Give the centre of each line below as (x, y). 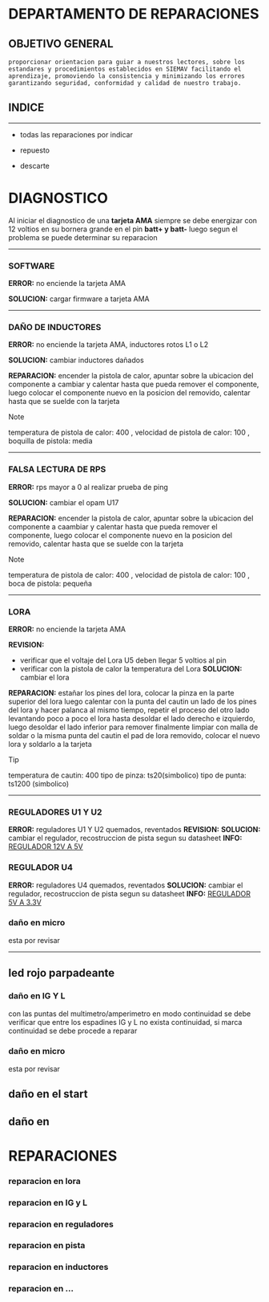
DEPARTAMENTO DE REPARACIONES (134, 14)
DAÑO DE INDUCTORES (55, 327)
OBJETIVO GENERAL (61, 44)
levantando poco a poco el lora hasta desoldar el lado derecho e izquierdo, (132, 718)
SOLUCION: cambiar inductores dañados (76, 360)
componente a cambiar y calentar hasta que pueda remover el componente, (134, 384)
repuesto (35, 150)
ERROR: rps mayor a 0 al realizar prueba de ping (88, 487)
